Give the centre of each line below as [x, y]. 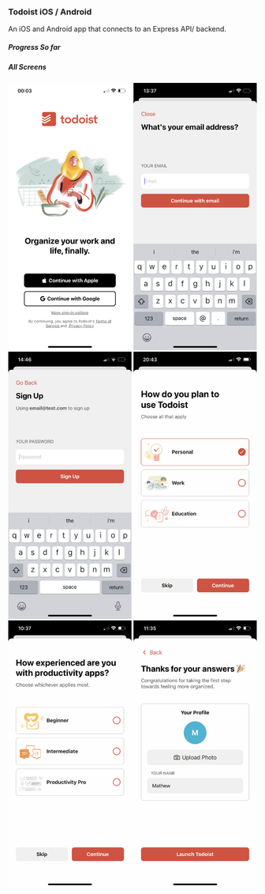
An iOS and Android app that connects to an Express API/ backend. [118, 29]
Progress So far [34, 47]
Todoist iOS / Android [50, 12]
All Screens [28, 67]
